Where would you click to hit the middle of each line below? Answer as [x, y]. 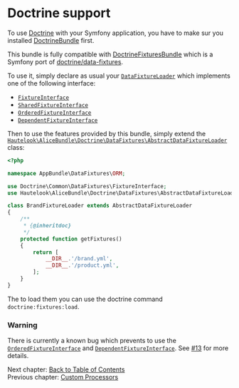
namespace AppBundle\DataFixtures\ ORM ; [67, 173]
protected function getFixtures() [71, 239]
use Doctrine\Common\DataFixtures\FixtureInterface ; [87, 186]
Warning [22, 325]
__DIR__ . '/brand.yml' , [79, 259]
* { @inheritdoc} [47, 226]
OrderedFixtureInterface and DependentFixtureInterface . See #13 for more [118, 348]
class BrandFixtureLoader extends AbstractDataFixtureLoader [100, 206]
